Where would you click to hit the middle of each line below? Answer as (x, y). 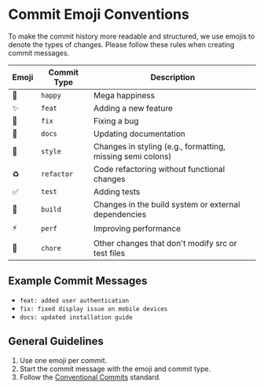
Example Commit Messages (78, 281)
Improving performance (137, 229)
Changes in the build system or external (167, 204)
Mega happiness (124, 95)
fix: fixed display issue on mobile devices (93, 309)
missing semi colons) (132, 156)
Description (173, 77)
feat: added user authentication (74, 300)
